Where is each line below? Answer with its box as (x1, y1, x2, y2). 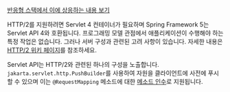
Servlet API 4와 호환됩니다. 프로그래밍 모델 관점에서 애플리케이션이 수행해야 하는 (7, 29, 224, 37)
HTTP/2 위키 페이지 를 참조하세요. (7, 46, 97, 54)
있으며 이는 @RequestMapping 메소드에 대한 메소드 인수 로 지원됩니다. (21, 78, 204, 85)
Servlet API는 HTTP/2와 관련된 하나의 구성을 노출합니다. (7, 61, 159, 68)
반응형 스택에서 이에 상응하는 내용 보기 (7, 6, 110, 14)
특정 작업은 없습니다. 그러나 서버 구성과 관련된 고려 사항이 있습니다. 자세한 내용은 (7, 37, 223, 46)
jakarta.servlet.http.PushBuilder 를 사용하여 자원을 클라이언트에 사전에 (7, 69, 207, 77)
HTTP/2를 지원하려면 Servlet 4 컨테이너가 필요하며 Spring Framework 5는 (7, 20, 209, 29)
